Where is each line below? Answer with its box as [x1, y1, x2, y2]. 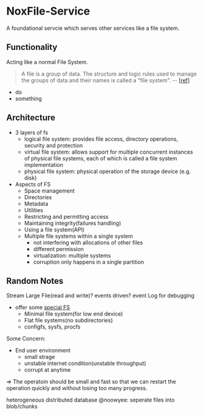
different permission [33, 245, 84, 252]
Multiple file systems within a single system [24, 232, 133, 239]
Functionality [6, 42, 58, 52]
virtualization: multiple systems [33, 252, 111, 259]
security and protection [24, 141, 83, 149]
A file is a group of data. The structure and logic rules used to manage [21, 70, 198, 77]
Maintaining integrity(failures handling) [24, 219, 122, 227]
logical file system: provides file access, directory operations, [24, 135, 178, 143]
